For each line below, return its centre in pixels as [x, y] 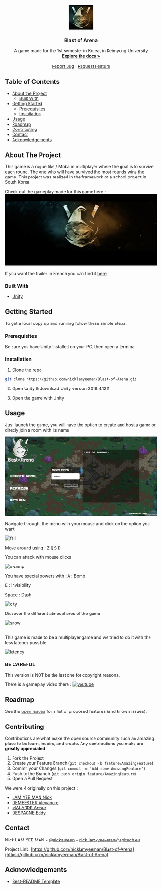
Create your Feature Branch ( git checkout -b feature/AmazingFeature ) [83, 763]
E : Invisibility [18, 585]
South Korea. [18, 182]
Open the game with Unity [38, 398]
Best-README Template [36, 881]
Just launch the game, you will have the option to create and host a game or [80, 425]
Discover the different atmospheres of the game [53, 614]
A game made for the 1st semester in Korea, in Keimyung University [81, 51]
